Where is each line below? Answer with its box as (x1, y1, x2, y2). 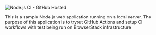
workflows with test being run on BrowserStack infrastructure (5, 24, 131, 30)
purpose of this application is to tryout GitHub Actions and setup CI (5, 19, 143, 25)
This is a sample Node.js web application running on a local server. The (5, 14, 152, 19)
